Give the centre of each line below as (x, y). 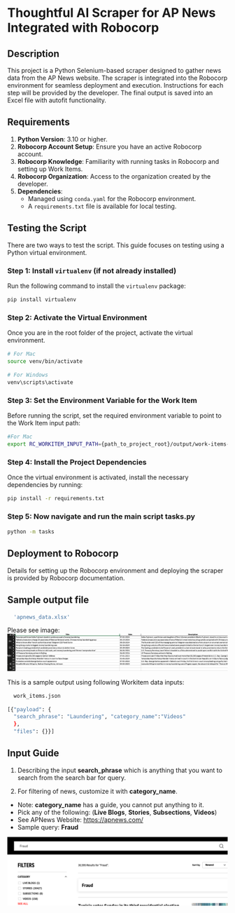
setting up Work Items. (50, 169)
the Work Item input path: (44, 423)
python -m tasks (31, 532)
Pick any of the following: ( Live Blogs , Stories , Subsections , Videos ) (117, 812)
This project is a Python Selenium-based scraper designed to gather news (114, 70)
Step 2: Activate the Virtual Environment (77, 317)
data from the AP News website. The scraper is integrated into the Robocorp (117, 78)
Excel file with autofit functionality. (57, 100)
